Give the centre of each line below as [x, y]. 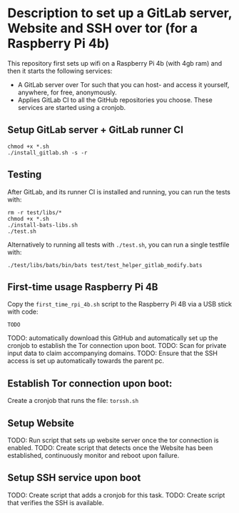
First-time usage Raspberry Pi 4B [83, 287]
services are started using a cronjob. [72, 107]
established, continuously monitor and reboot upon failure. [93, 455]
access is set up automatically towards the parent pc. [86, 361]
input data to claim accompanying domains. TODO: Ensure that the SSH [113, 353]
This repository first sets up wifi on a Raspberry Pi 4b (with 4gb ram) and [115, 63]
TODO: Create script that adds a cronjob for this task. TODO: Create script [116, 495]
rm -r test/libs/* [35, 212]
